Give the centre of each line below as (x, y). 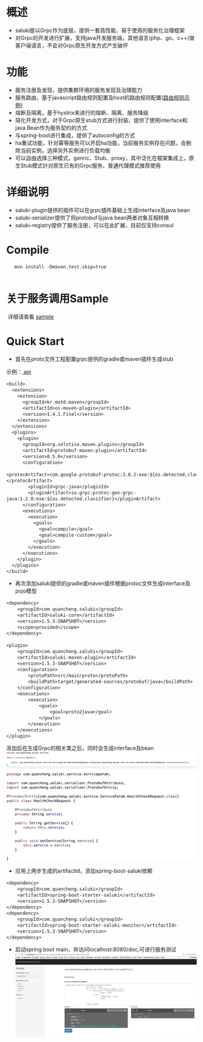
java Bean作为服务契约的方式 (51, 128)
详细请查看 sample (31, 316)
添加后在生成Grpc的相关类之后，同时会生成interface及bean (80, 748)
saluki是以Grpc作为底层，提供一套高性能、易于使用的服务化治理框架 (100, 30)
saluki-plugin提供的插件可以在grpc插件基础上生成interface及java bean (102, 210)
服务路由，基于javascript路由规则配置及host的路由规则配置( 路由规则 (100, 97)
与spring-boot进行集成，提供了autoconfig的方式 (75, 135)
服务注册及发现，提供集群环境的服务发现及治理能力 (79, 90)
